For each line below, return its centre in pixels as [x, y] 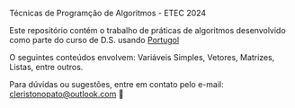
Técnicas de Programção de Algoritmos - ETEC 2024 [108, 13]
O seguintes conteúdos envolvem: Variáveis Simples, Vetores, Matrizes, [142, 57]
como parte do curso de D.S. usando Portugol [94, 40]
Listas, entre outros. [46, 67]
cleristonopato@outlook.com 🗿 [67, 94]
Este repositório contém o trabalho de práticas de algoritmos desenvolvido [147, 30]
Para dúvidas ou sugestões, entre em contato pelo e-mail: [116, 84]
